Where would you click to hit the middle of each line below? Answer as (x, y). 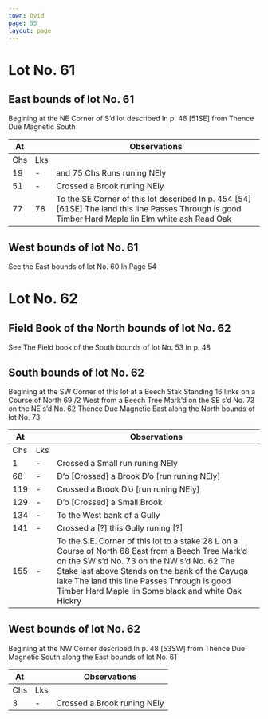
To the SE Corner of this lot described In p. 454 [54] (154, 199)
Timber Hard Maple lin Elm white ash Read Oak (144, 219)
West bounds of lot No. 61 (73, 247)
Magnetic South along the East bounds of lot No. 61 (93, 657)
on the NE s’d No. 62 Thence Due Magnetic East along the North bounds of (132, 409)
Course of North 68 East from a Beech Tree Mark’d (152, 551)
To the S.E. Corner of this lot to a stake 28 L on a (148, 541)
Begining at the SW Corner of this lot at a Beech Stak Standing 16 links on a (132, 391)
